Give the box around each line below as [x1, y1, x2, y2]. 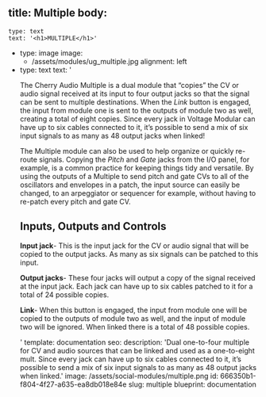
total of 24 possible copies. [19, 289, 110, 300]
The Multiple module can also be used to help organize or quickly [19, 146, 234, 155]
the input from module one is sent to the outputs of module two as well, [19, 105, 254, 115]
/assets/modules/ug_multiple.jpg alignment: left [31, 56, 187, 66]
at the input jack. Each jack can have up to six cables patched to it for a [19, 281, 253, 291]
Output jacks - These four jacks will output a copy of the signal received [19, 273, 256, 282]
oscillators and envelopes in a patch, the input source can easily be [19, 180, 241, 189]
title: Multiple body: [8, 6, 107, 20]
